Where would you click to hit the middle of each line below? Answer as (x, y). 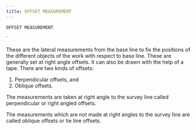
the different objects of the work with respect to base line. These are (89, 55)
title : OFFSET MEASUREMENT (39, 11)
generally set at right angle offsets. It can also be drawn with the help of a (95, 62)
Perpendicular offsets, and (47, 79)
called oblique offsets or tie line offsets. (54, 121)
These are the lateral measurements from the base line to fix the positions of (98, 50)
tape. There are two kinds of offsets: (50, 68)
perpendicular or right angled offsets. (51, 103)
